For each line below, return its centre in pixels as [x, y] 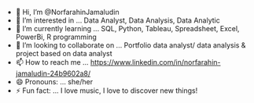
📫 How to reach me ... [52, 62]
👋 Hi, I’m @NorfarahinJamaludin [67, 12]
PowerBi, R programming [56, 37]
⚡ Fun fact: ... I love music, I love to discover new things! [107, 91]
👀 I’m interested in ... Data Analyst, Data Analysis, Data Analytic [118, 20]
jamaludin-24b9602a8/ [53, 73]
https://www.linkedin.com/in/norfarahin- [155, 62]
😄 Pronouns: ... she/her [54, 82]
